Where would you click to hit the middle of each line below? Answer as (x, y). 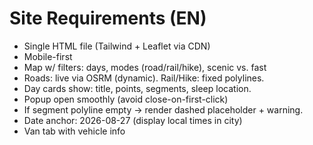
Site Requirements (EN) (108, 18)
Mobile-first (48, 56)
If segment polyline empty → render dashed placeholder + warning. (163, 109)
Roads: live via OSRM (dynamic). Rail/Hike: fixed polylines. (144, 78)
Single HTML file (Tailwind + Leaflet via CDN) (117, 46)
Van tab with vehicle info (74, 131)
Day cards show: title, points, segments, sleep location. (137, 88)
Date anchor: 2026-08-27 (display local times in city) (133, 120)
